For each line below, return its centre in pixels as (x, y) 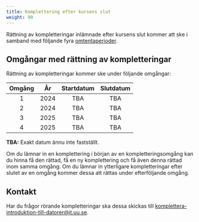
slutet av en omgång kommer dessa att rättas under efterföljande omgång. (98, 173)
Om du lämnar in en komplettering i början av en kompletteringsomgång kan (100, 154)
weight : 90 (20, 17)
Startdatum (78, 88)
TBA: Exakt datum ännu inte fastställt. (53, 142)
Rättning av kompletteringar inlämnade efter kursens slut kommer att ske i (97, 34)
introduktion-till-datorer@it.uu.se (47, 212)
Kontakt (22, 192)
